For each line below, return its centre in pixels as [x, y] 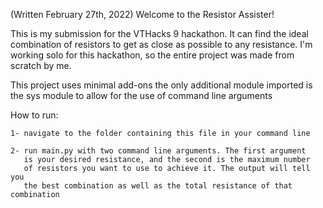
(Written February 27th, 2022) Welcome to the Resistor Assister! [142, 14]
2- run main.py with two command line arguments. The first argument [158, 151]
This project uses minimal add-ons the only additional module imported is [161, 85]
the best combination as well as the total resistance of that [158, 186]
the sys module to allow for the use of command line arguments [141, 95]
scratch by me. [41, 65]
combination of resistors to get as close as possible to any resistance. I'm [161, 44]
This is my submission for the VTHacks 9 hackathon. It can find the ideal [159, 33]
